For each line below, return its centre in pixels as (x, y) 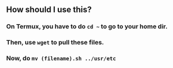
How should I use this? (49, 10)
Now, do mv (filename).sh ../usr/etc (61, 59)
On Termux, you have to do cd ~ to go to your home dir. (87, 27)
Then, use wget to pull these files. (55, 43)
